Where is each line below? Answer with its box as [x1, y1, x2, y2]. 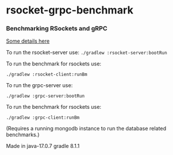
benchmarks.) [6, 131, 40, 138]
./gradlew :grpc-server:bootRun [6, 93, 85, 99]
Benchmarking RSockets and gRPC [6, 25, 108, 33]
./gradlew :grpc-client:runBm [6, 115, 80, 120]
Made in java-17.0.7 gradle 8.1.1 [6, 143, 80, 150]
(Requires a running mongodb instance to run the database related [6, 125, 167, 132]
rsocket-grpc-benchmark [6, 4, 133, 17]
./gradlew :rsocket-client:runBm [6, 71, 88, 78]
